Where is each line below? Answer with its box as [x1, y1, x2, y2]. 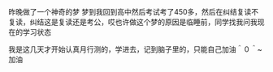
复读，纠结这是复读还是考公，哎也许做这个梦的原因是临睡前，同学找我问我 [8, 17, 258, 27]
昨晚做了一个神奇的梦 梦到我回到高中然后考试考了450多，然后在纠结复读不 [8, 7, 259, 16]
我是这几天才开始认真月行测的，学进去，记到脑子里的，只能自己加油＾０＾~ [8, 44, 262, 54]
